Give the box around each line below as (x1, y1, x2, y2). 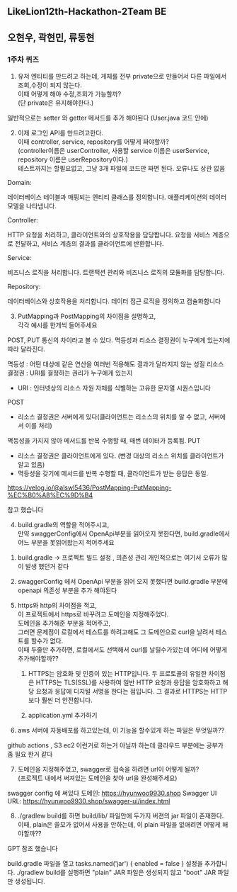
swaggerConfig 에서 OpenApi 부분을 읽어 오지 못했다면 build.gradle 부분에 (17, 577, 229, 586)
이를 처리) (25, 422, 53, 430)
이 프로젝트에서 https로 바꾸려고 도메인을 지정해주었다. (17, 610, 169, 619)
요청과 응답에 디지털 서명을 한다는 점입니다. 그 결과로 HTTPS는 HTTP (35, 687, 228, 696)
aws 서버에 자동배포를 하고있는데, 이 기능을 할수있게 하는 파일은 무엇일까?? (17, 726, 225, 735)
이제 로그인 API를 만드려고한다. (17, 129, 104, 137)
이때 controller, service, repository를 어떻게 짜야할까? (17, 137, 170, 146)
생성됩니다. (14, 877, 46, 886)
